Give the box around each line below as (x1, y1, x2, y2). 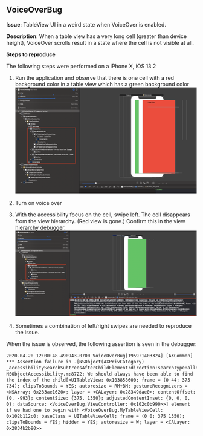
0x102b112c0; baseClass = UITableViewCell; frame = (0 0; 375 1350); (6, 414, 185, 420)
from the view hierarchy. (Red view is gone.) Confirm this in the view (14, 218, 185, 225)
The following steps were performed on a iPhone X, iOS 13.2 (6, 62, 156, 70)
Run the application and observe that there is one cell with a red (14, 74, 174, 81)
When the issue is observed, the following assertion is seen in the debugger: (6, 340, 197, 348)
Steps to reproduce (6, 51, 56, 58)
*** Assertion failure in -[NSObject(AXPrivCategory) (6, 359, 145, 365)
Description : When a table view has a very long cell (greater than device (6, 33, 187, 40)
